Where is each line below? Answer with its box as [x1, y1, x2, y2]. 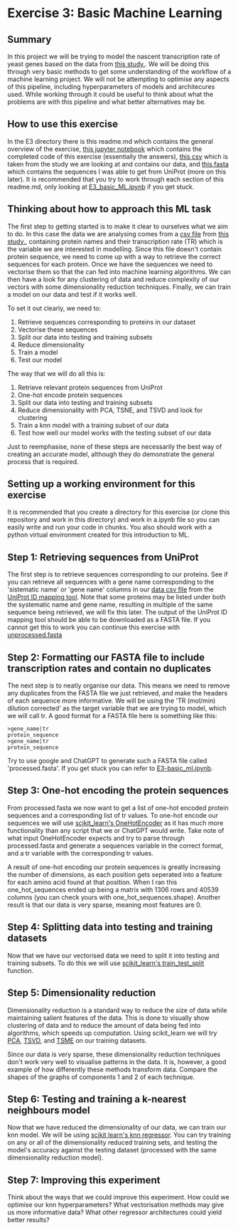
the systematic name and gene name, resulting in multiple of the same [7, 600, 213, 609]
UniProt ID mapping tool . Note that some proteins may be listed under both [7, 593, 226, 601]
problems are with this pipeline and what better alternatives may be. [7, 98, 206, 106]
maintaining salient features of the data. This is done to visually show [7, 1013, 210, 1022]
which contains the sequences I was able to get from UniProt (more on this [7, 167, 227, 176]
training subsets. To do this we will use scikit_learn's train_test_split [7, 959, 205, 967]
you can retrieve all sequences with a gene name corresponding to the [7, 578, 215, 587]
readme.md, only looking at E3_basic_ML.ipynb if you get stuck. [7, 182, 195, 191]
